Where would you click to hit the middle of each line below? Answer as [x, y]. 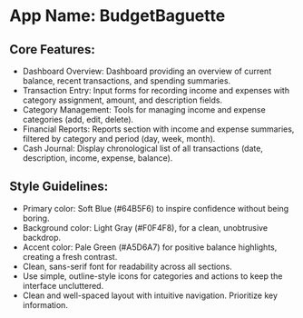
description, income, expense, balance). [98, 158]
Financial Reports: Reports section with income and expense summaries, [158, 129]
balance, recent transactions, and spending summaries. [127, 81]
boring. [36, 218]
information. [45, 304]
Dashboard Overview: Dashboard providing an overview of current [147, 71]
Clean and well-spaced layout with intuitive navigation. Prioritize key [150, 295]
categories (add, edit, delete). [78, 119]
